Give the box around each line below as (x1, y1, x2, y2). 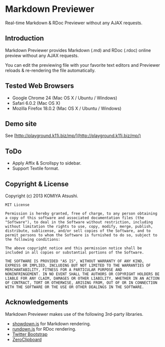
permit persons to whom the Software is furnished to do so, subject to (5, 233, 158, 238)
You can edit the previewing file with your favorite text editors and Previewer (5, 62, 160, 68)
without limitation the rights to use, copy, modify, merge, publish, (5, 224, 153, 229)
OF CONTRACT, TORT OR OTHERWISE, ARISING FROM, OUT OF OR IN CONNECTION (5, 280, 158, 285)
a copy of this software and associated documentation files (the (5, 216, 144, 220)
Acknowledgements (5, 298, 68, 306)
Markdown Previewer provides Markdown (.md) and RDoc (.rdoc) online (5, 47, 151, 53)
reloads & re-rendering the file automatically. (5, 67, 96, 73)
